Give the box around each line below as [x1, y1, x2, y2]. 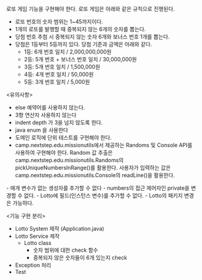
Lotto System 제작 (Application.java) [14, 225, 104, 232]
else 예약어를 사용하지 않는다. [14, 104, 86, 111]
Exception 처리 [14, 261, 51, 269]
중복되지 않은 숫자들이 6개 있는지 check [33, 254, 128, 261]
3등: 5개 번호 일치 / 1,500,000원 [24, 63, 101, 70]
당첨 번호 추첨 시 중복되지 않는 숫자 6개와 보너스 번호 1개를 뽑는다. [14, 33, 170, 40]
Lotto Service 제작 [14, 232, 60, 240]
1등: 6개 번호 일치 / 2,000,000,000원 [24, 48, 112, 55]
